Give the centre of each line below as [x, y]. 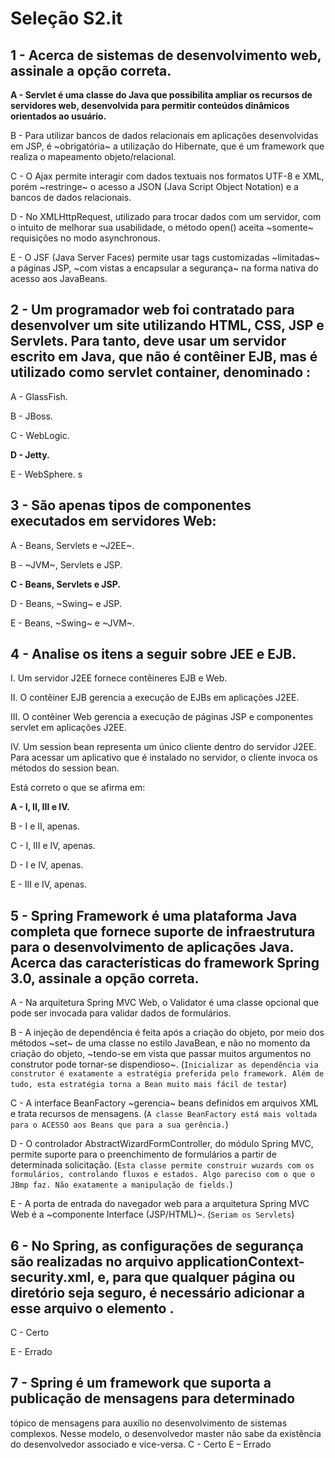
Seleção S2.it [66, 18]
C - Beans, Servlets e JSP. [65, 584]
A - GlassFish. [39, 396]
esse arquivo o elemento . [92, 1308]
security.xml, [52, 1277]
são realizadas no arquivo [92, 1261]
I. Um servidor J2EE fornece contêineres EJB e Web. [119, 678]
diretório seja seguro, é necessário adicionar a [157, 1292]
